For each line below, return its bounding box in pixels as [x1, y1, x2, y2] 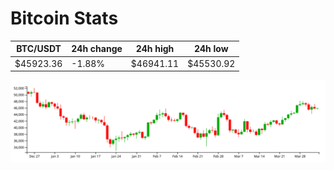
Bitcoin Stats [10, 7, 119, 30]
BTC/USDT [16, 43, 62, 55]
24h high [135, 43, 175, 55]
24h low [193, 43, 229, 55]
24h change [71, 43, 123, 55]
